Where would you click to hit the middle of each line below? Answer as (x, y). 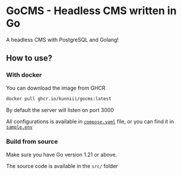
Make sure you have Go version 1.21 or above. (62, 154)
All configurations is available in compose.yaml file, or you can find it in (90, 121)
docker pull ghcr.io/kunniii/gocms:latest (59, 98)
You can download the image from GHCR (56, 88)
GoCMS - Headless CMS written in (92, 11)
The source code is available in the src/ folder (62, 166)
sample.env (19, 127)
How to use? (29, 58)
